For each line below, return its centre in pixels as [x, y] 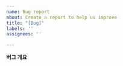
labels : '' [20, 28]
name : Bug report [28, 12]
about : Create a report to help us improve [62, 17]
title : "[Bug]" [25, 23]
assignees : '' [24, 34]
